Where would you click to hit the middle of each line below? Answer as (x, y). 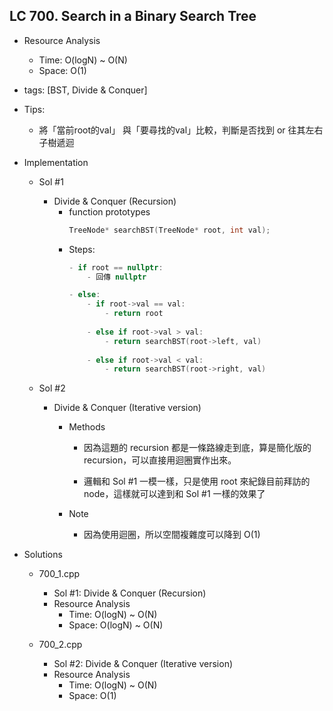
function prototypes (109, 211)
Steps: (82, 249)
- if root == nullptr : (116, 267)
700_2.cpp (60, 645)
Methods (87, 427)
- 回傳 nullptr (116, 277)
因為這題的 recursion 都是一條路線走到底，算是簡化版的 (197, 448)
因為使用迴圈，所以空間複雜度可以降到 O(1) (172, 535)
